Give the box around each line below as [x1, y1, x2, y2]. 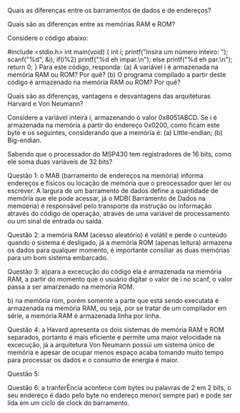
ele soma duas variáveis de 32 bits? [7, 157, 113, 166]
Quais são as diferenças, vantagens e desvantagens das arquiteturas [7, 92, 211, 100]
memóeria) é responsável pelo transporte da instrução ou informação [7, 201, 212, 210]
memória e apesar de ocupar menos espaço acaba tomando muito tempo [7, 348, 224, 357]
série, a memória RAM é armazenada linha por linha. [7, 312, 161, 320]
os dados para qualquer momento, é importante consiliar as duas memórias [7, 246, 230, 254]
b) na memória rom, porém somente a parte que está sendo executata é [7, 297, 219, 304]
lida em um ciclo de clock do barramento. [7, 399, 130, 407]
